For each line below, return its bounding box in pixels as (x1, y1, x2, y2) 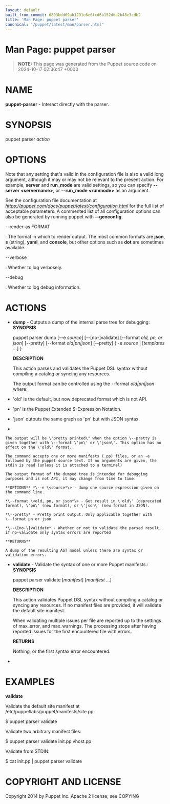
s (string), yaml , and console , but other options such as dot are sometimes (5, 239, 164, 245)
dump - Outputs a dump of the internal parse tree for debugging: (12, 319, 150, 325)
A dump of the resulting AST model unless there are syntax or (5, 548, 143, 553)
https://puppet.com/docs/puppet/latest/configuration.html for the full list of (5, 203, 164, 209)
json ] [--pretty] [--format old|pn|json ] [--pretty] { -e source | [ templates (12, 339, 165, 346)
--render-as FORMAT (5, 224, 50, 230)
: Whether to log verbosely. (5, 265, 63, 270)
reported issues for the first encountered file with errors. (12, 628, 132, 634)
